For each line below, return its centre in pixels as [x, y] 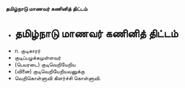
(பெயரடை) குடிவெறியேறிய [45, 64]
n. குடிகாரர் [27, 50]
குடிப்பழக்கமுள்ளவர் [38, 58]
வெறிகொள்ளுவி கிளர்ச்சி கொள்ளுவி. [58, 78]
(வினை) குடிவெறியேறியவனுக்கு [50, 71]
